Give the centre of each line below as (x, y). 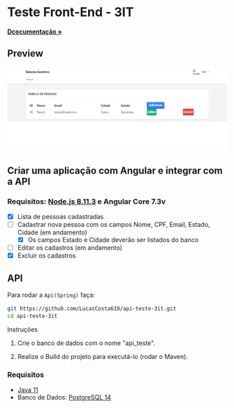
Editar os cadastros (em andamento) (70, 248)
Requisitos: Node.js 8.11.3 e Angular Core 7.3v (87, 202)
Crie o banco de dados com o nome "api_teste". (86, 343)
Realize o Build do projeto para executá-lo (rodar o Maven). (103, 356)
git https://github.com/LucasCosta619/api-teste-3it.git (92, 309)
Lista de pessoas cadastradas (60, 216)
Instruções (23, 329)
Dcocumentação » (35, 31)
